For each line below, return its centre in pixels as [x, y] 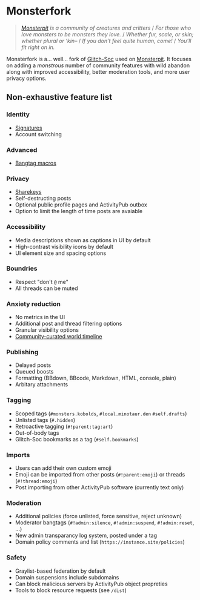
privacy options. [26, 78]
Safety [16, 558]
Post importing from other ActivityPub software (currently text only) [99, 487]
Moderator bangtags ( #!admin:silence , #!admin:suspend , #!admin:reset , [105, 523]
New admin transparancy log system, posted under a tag [86, 536]
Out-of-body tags [37, 433]
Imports [18, 455]
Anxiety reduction [33, 304]
